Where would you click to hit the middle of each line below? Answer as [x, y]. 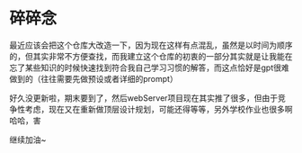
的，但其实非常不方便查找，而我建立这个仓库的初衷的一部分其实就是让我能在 [151, 56]
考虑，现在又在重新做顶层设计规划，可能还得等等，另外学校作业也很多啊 [159, 109]
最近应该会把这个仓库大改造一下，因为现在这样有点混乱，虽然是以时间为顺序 [151, 45]
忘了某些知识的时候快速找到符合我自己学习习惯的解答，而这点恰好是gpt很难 [149, 67]
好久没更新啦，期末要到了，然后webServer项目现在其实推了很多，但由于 [144, 98]
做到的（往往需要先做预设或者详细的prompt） [93, 78]
